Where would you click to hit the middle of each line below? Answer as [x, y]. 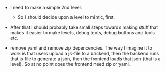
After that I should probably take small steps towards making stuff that [84, 27]
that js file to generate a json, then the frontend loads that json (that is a [85, 59]
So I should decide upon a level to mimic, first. [66, 17]
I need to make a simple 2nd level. [46, 7]
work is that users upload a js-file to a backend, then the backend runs [85, 53]
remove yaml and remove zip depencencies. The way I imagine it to [81, 48]
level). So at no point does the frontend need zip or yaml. [70, 64]
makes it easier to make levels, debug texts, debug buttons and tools [82, 32]
